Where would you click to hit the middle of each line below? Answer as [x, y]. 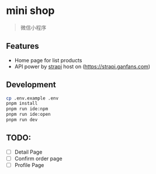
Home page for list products [48, 60]
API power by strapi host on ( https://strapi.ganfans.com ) [82, 66]
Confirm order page [38, 158]
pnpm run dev [22, 120]
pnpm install [22, 104]
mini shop [30, 11]
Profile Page [29, 165]
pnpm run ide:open [28, 115]
